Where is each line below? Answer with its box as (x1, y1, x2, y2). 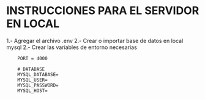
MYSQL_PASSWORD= (17, 82, 59, 88)
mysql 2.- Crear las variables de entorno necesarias (6, 44, 138, 51)
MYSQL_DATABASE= (17, 71, 59, 77)
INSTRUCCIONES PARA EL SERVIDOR (6, 4, 199, 18)
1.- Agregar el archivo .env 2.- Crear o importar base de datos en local (6, 37, 184, 44)
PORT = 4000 (17, 55, 48, 61)
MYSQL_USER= (17, 77, 48, 83)
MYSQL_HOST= (17, 87, 48, 94)
